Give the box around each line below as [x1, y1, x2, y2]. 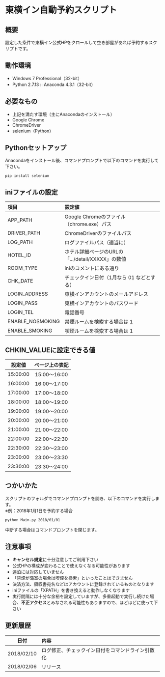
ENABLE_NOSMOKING [7, 318, 60, 325]
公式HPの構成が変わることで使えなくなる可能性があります [12, 563, 130, 568]
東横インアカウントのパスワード [64, 300, 138, 307]
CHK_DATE [7, 278, 33, 284]
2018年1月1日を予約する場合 [16, 508, 73, 513]
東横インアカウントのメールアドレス [64, 291, 148, 298]
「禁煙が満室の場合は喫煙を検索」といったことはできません [12, 575, 133, 581]
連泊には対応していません [12, 568, 64, 575]
